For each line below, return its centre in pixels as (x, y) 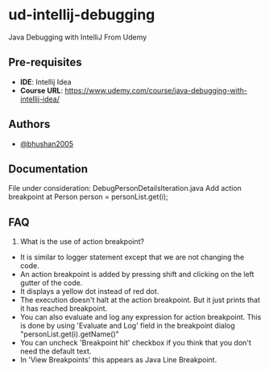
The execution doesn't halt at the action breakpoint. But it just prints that (140, 300)
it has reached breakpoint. (64, 308)
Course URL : (41, 90)
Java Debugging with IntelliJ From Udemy (78, 37)
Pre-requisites (45, 62)
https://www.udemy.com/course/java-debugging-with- (156, 90)
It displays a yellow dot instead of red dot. (89, 291)
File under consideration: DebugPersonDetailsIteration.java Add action (125, 188)
